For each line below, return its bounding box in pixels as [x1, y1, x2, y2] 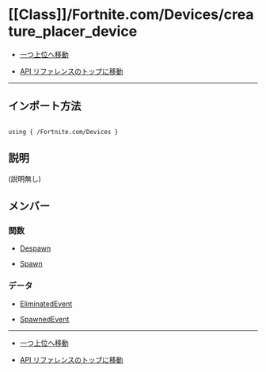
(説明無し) [8, 174, 42, 183]
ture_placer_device [8, 22, 138, 40]
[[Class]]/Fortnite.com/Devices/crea [8, 6, 254, 24]
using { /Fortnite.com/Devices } [8, 128, 119, 136]
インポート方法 [8, 99, 82, 113]
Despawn [19, 244, 51, 253]
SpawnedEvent [19, 314, 70, 324]
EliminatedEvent [19, 299, 73, 309]
